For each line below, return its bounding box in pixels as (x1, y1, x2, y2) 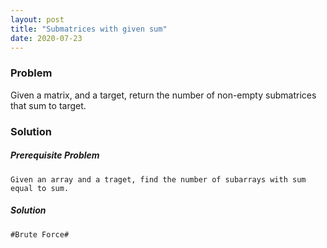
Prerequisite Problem (10, 149, 100, 161)
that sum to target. (10, 99, 87, 111)
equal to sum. (10, 183, 70, 193)
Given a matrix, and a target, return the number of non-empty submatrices (10, 89, 317, 101)
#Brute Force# (10, 229, 70, 240)
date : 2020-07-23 (10, 33, 83, 43)
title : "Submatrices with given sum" (10, 24, 168, 34)
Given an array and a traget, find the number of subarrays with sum (10, 174, 307, 185)
